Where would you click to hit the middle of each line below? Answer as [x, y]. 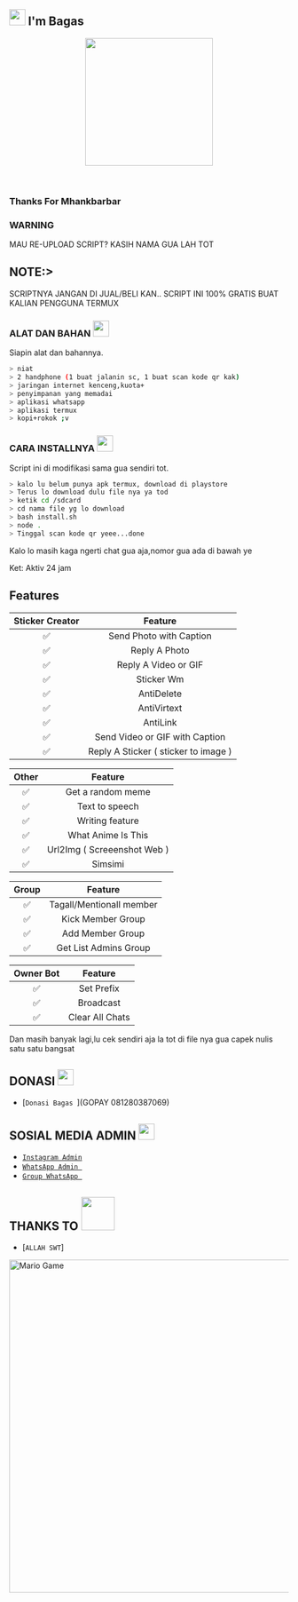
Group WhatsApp [50, 1177]
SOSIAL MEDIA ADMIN [73, 1135]
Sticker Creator [47, 621]
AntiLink [160, 722]
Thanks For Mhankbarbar [65, 201]
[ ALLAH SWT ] [43, 1247]
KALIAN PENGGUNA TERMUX [64, 303]
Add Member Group [103, 933]
